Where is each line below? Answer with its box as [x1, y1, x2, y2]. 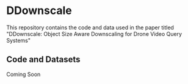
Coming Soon [6, 71, 41, 78]
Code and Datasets [6, 54, 81, 65]
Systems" [6, 37, 31, 44]
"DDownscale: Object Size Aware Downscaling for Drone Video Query [6, 30, 182, 37]
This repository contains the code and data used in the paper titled [6, 24, 174, 31]
